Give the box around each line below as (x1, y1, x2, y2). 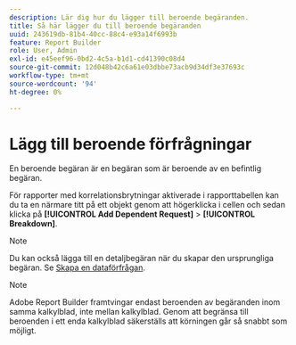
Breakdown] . (9, 218, 58, 229)
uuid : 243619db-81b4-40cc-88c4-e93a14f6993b (9, 29, 177, 38)
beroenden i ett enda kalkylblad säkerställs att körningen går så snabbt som (9, 316, 288, 326)
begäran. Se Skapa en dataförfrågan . (9, 262, 145, 273)
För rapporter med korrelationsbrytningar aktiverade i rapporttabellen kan (9, 190, 279, 201)
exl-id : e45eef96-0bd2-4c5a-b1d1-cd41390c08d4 (9, 54, 185, 63)
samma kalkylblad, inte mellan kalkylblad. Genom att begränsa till (9, 307, 249, 317)
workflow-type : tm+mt (9, 71, 90, 80)
